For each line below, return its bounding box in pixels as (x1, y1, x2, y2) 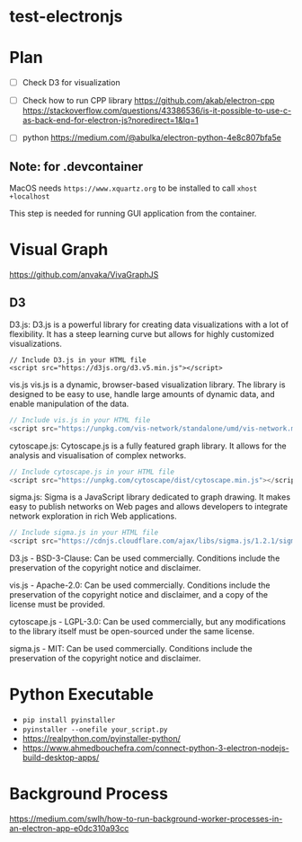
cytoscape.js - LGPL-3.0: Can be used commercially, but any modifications (9, 616, 286, 627)
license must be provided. (9, 599, 106, 610)
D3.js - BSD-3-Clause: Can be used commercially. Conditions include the (9, 553, 280, 563)
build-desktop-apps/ (22, 752, 100, 763)
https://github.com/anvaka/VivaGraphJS (9, 270, 159, 280)
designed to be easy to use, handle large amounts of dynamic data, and (9, 388, 276, 399)
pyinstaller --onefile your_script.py (22, 725, 168, 734)
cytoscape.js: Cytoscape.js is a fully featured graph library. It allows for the (9, 440, 287, 451)
